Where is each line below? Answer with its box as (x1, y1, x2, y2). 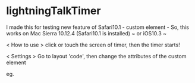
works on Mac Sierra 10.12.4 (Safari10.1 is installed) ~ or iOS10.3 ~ (6, 29, 167, 36)
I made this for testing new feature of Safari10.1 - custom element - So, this (6, 24, 189, 31)
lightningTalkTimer (6, 4, 101, 18)
